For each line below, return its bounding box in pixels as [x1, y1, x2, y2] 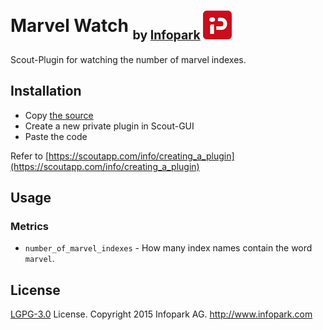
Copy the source [24, 109, 94, 121]
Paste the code [24, 130, 88, 142]
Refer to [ [10, 150, 49, 162]
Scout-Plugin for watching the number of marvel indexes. [10, 53, 247, 65]
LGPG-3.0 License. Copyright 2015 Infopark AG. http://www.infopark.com [10, 308, 313, 320]
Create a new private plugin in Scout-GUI [24, 120, 195, 132]
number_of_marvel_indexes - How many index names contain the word [24, 242, 313, 254]
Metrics [10, 220, 49, 234]
